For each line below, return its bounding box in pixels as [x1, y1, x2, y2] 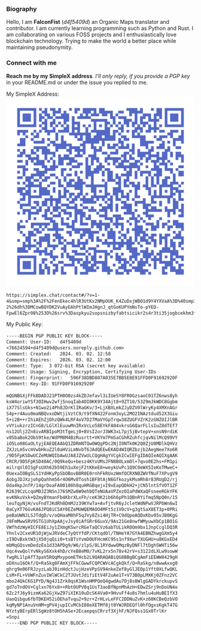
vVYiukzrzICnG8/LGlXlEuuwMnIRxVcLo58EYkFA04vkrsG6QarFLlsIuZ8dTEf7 [6, 422, 178, 429]
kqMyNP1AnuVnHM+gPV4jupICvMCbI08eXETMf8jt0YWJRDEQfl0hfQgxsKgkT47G [6, 602, 178, 608]
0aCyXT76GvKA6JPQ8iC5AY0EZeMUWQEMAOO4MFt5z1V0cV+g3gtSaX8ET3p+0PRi [6, 506, 178, 513]
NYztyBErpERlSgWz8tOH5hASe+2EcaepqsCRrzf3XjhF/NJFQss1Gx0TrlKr [6, 608, 167, 614]
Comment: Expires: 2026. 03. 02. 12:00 [6, 356, 111, 363]
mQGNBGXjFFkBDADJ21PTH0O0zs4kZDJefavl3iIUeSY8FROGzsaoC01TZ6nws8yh [6, 392, 178, 399]
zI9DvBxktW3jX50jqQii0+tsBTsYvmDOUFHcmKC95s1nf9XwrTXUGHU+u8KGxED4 [6, 536, 178, 542]
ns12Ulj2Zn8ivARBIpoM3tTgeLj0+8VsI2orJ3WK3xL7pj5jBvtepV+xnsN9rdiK [6, 428, 178, 435]
